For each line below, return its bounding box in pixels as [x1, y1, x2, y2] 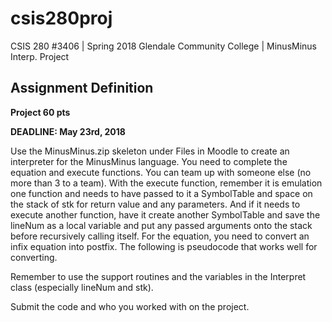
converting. [10, 251, 58, 263]
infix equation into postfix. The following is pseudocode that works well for [10, 240, 318, 252]
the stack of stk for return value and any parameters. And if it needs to [10, 198, 301, 210]
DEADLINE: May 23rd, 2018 [10, 125, 126, 137]
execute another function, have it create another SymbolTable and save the [10, 208, 321, 221]
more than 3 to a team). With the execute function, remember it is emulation [10, 177, 323, 189]
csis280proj [10, 7, 113, 30]
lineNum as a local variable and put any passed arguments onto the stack [10, 219, 313, 231]
